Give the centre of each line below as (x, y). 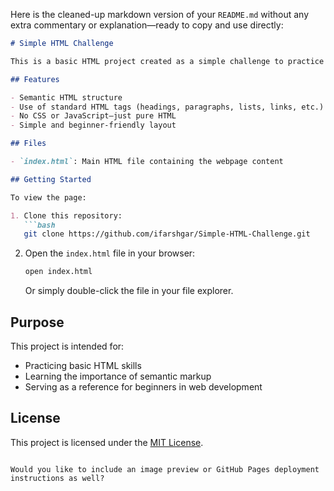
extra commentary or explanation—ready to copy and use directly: (147, 25)
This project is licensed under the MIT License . (107, 442)
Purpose (37, 322)
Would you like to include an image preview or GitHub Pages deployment (165, 469)
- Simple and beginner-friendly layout (93, 125)
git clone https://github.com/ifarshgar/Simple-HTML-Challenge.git (167, 234)
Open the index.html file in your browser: (110, 253)
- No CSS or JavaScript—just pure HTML (93, 116)
